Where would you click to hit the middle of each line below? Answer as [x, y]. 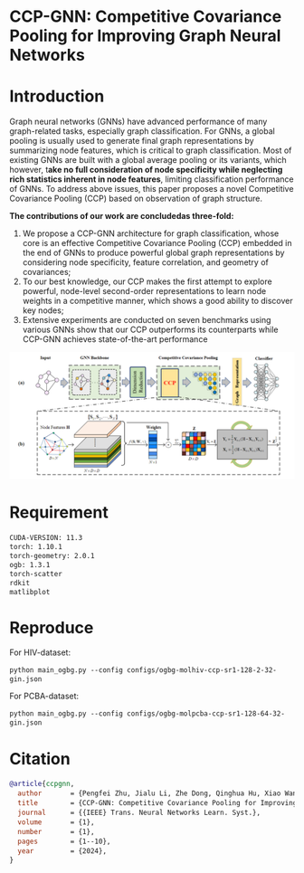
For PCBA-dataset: [44, 696]
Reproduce [52, 627]
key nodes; [43, 310]
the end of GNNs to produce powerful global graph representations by [153, 253]
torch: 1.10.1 [36, 546]
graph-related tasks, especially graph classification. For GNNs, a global [142, 131]
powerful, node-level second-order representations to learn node [144, 291]
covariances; [47, 272]
